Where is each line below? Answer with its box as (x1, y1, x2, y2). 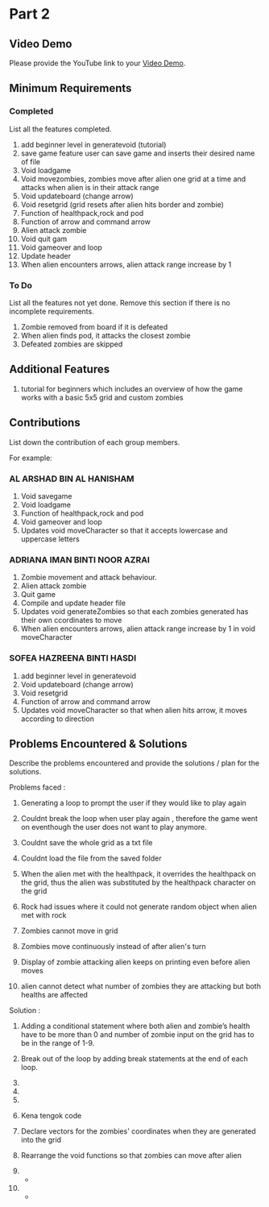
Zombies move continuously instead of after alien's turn (20, 942, 206, 952)
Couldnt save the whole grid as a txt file (20, 838, 153, 848)
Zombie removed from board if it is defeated (20, 321, 168, 331)
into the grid (20, 1135, 62, 1145)
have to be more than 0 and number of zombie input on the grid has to (20, 1030, 255, 1039)
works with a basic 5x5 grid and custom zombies (20, 392, 184, 402)
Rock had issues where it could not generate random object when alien (20, 902, 257, 911)
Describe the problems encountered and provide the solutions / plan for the (9, 758, 260, 768)
